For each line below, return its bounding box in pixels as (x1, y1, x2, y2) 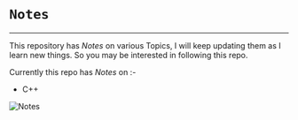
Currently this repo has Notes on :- (9, 66, 137, 77)
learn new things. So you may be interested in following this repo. (9, 49, 248, 60)
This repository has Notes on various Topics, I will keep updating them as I (9, 40, 281, 50)
